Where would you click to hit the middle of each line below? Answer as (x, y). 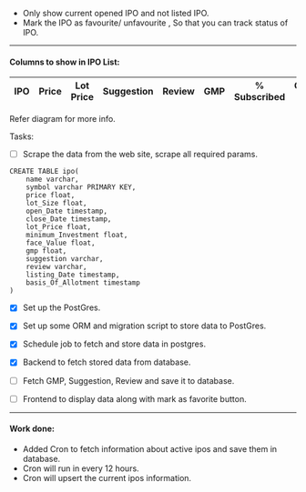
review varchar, (57, 267)
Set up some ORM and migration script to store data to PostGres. (144, 326)
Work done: (32, 429)
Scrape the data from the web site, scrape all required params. (140, 155)
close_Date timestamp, (69, 219)
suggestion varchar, (65, 259)
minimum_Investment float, (77, 236)
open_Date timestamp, (66, 211)
